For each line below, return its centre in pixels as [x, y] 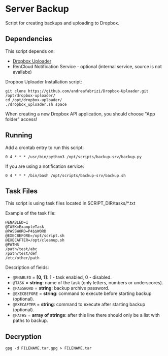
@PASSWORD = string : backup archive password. [61, 288]
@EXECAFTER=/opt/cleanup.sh [35, 240]
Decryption [24, 336]
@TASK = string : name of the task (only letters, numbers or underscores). [88, 283]
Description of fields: [27, 268]
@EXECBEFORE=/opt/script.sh [35, 236]
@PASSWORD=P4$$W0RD [26, 231]
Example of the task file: [30, 213]
